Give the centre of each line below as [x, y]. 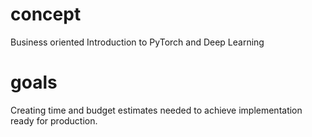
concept [46, 14]
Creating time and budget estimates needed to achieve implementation [156, 110]
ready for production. [54, 120]
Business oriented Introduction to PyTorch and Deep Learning [137, 42]
